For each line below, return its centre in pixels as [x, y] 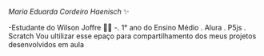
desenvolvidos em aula [46, 44]
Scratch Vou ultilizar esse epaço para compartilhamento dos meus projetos [132, 36]
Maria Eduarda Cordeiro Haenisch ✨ [69, 12]
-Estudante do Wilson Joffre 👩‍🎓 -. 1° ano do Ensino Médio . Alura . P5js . [127, 28]
